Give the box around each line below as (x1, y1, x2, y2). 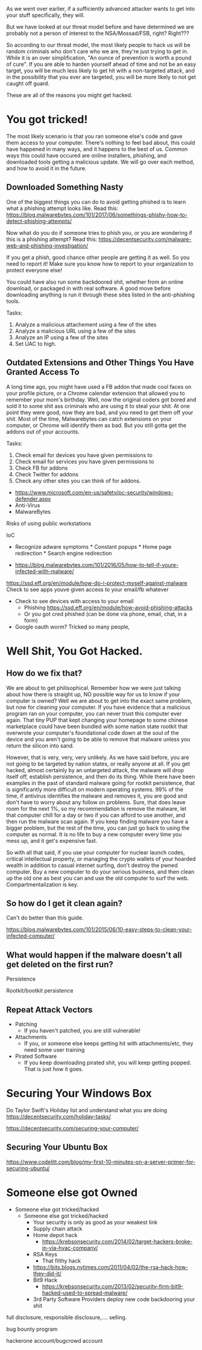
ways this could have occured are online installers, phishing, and (6, 152, 167, 159)
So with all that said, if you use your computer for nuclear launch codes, (6, 848, 185, 856)
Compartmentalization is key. (6, 881, 78, 888)
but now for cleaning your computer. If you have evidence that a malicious (6, 703, 191, 711)
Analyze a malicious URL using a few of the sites (14, 327, 136, 334)
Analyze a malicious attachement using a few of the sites (14, 321, 157, 328)
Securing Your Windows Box (6, 1087, 152, 1101)
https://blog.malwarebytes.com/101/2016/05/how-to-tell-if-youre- (14, 561, 179, 568)
